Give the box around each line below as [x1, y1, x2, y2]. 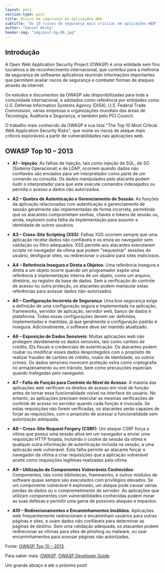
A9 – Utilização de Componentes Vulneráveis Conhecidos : [12, 466, 134, 473]
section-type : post [5, 12, 45, 17]
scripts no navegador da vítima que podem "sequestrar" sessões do [12, 247, 151, 253]
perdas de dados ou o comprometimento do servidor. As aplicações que [12, 487, 159, 493]
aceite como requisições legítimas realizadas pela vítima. [12, 457, 128, 463]
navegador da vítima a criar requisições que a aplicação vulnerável [12, 451, 148, 458]
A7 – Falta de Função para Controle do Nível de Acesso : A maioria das [12, 380, 157, 385]
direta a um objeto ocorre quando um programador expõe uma [12, 267, 139, 273]
